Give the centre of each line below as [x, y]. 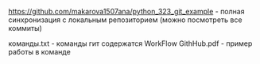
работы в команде [40, 52]
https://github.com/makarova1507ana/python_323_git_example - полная [126, 11]
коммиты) [25, 28]
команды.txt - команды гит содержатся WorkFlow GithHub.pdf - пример [130, 43]
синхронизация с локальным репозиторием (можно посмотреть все [125, 20]
